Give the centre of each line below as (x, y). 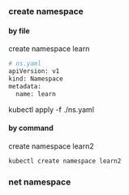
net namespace (40, 182)
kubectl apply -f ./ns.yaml (52, 109)
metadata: (25, 86)
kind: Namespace (36, 79)
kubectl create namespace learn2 (65, 161)
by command (31, 128)
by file (19, 31)
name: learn (36, 94)
